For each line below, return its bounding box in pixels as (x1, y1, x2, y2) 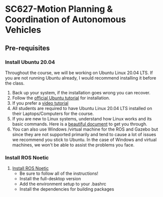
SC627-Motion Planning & (5, 3, 113, 15)
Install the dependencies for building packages (19, 186, 114, 192)
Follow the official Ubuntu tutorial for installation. (12, 95, 110, 101)
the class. (5, 80, 25, 86)
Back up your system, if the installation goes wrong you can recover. (12, 89, 151, 95)
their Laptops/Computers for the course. (12, 111, 94, 116)
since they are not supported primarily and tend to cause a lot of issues (12, 131, 157, 137)
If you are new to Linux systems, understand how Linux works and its (12, 115, 152, 121)
